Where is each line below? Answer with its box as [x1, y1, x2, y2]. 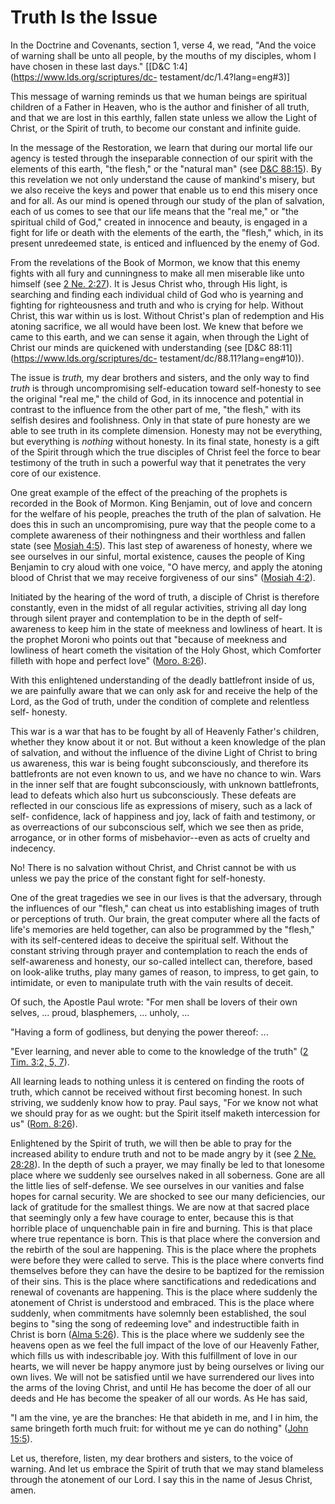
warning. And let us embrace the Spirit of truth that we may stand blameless [10, 1462, 324, 1475]
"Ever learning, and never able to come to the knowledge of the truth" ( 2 [10, 1045, 309, 1057]
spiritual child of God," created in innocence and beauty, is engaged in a [10, 216, 308, 228]
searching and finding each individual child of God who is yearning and [10, 288, 304, 300]
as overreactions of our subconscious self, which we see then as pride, [10, 821, 304, 833]
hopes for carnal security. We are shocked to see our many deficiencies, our [10, 1190, 326, 1202]
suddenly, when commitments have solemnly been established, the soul [10, 1307, 307, 1319]
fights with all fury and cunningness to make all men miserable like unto [10, 267, 305, 279]
